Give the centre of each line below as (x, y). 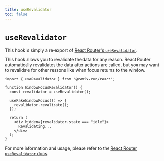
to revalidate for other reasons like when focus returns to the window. (75, 70)
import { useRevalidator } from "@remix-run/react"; (60, 79)
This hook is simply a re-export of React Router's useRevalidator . (71, 50)
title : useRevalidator (28, 10)
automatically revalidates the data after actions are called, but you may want (82, 65)
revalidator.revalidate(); (41, 105)
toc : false (16, 14)
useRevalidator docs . (27, 154)
